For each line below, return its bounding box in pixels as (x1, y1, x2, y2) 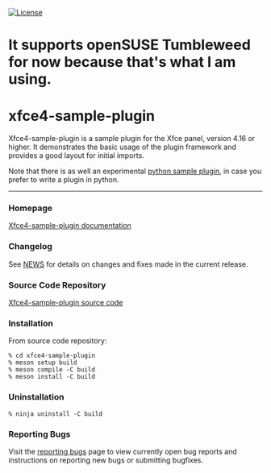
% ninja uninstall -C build (8, 409, 103, 418)
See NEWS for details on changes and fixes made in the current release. (8, 259, 248, 269)
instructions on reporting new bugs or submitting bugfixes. (8, 455, 204, 465)
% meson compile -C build (8, 366, 95, 374)
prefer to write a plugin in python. (8, 175, 119, 185)
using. (8, 70, 52, 89)
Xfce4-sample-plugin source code (8, 298, 123, 308)
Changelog (8, 241, 52, 252)
